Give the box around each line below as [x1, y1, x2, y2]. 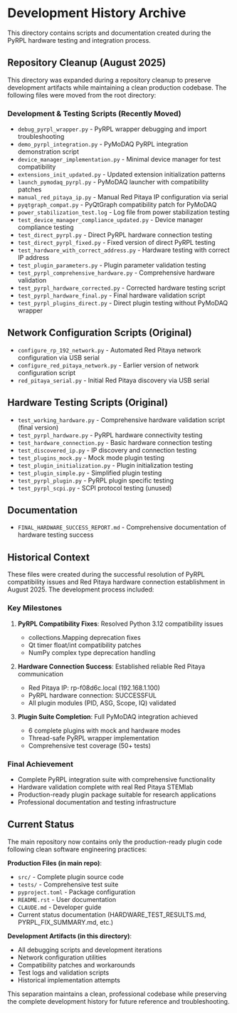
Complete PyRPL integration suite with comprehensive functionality [17, 775, 216, 784]
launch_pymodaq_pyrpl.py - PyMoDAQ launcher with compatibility [17, 178, 209, 187]
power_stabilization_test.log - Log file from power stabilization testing [17, 208, 230, 216]
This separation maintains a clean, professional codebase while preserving [7, 990, 227, 998]
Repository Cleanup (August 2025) [7, 57, 166, 69]
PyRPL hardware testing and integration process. [7, 36, 151, 44]
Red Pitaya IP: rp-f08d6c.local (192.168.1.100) [28, 683, 160, 692]
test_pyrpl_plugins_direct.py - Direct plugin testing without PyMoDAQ [17, 299, 228, 308]
